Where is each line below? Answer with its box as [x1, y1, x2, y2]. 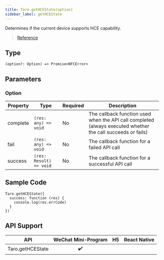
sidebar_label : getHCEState [5, 12, 62, 17]
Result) [34, 158, 52, 164]
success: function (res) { [9, 195, 64, 200]
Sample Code [5, 178, 47, 187]
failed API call [88, 144, 120, 151]
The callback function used [88, 110, 151, 117]
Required [62, 102, 84, 109]
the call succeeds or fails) [88, 129, 148, 135]
